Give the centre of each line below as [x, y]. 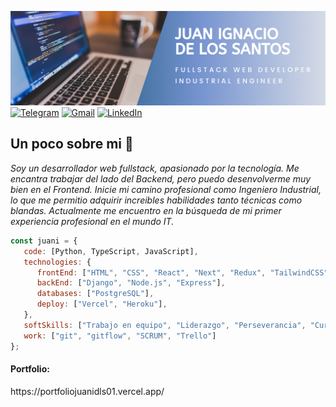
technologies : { [57, 262]
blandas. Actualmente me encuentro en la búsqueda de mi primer [146, 210]
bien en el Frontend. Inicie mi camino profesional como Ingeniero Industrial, [166, 189]
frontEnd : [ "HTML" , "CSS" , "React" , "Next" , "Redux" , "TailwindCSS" [182, 272]
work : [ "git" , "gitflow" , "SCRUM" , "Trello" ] [120, 336]
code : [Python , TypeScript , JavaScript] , [111, 251]
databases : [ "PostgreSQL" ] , [95, 294]
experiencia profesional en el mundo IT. [92, 221]
